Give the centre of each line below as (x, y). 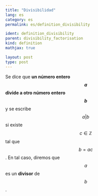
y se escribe (18, 109)
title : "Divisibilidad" (31, 10)
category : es (19, 19)
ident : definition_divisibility (40, 34)
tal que (13, 141)
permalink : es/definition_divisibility (48, 24)
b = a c (86, 149)
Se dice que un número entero (38, 76)
